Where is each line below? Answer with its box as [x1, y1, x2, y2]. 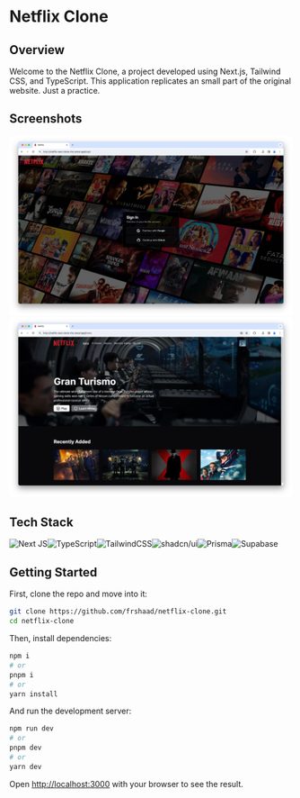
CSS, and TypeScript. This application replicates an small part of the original [9, 76, 292, 86]
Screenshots [9, 111, 83, 127]
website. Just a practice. [9, 86, 101, 95]
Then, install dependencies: [9, 633, 112, 644]
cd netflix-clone [9, 617, 75, 626]
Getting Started [9, 565, 98, 580]
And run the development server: [9, 705, 132, 717]
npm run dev [9, 724, 54, 733]
